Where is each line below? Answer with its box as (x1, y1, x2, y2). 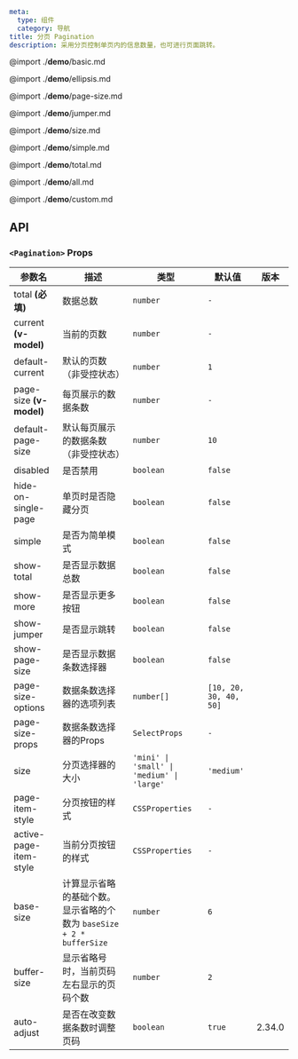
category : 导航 (17, 24, 71, 33)
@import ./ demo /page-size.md (9, 91, 122, 101)
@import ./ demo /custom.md (9, 194, 114, 205)
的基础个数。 (61, 891, 116, 904)
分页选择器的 (61, 759, 116, 771)
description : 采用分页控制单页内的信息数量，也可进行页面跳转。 (9, 40, 220, 50)
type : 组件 (17, 15, 55, 25)
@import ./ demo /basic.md (9, 57, 106, 67)
